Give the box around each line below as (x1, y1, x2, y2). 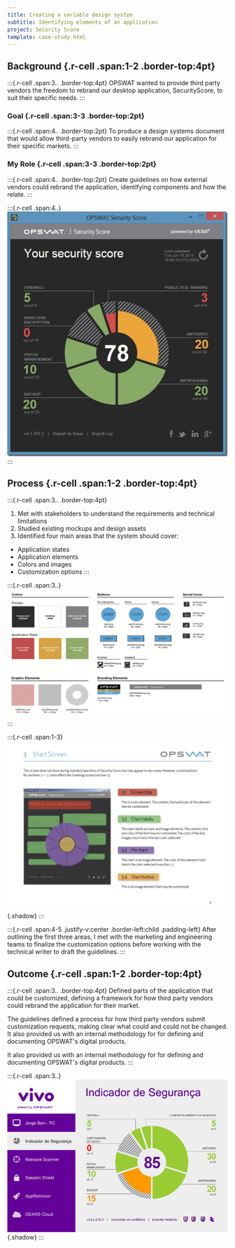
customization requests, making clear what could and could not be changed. (7, 1022, 228, 1031)
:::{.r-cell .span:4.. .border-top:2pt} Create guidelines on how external (7, 175, 208, 183)
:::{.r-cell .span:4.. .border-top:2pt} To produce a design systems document (7, 127, 225, 136)
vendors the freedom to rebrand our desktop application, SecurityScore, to (7, 86, 223, 94)
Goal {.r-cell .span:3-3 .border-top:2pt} (7, 111, 145, 120)
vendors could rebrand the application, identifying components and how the (7, 183, 227, 191)
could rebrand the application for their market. (7, 1001, 141, 1010)
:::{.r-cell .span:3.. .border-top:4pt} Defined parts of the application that (7, 986, 213, 995)
